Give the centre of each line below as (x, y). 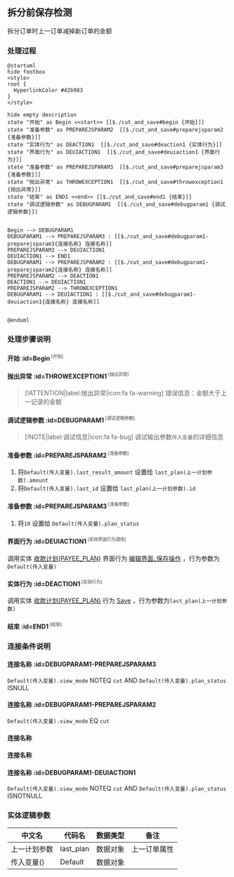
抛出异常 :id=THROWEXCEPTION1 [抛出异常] (68, 376)
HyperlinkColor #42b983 (48, 91)
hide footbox (26, 72)
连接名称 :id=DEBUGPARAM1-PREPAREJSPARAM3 (82, 664)
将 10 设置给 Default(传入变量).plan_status (78, 523)
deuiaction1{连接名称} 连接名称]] (53, 302)
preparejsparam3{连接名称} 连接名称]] (60, 244)
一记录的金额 (43, 402)
